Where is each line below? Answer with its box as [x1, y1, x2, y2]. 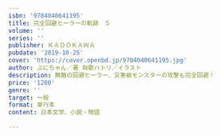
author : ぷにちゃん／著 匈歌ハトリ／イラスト [8, 64, 142, 72]
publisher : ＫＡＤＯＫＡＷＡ [8, 42, 96, 50]
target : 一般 [8, 94, 49, 102]
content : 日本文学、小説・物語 [8, 109, 101, 117]
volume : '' [8, 26, 45, 34]
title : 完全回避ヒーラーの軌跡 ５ [8, 19, 111, 27]
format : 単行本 [8, 101, 55, 109]
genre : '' [8, 86, 41, 94]
